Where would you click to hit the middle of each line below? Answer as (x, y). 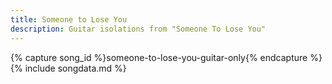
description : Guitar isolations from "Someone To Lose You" (138, 29)
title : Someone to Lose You (69, 19)
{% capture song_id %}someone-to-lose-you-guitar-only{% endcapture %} (166, 57)
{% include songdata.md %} (68, 68)
